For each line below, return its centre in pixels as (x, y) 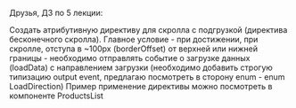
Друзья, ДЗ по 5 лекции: (56, 13)
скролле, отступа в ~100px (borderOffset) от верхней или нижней (134, 49)
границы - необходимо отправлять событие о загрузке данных (130, 58)
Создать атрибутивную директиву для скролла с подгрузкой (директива (148, 30)
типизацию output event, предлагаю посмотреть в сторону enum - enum (147, 77)
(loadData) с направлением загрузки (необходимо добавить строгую (141, 67)
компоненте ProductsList (57, 96)
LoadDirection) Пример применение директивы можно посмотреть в (141, 86)
